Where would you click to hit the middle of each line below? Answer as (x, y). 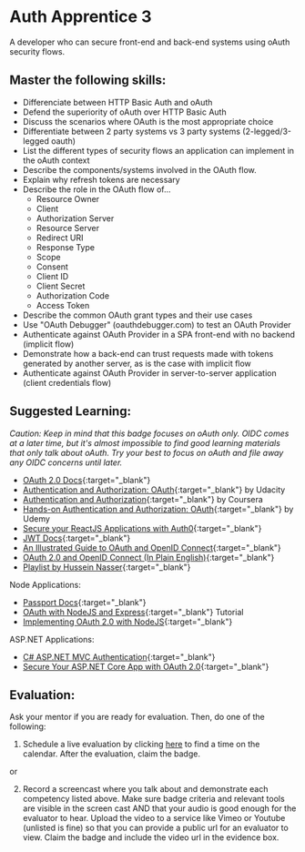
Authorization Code (73, 295)
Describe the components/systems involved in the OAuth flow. (139, 169)
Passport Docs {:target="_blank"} (85, 602)
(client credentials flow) (67, 382)
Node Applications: (46, 584)
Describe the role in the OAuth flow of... (97, 189)
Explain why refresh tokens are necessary (101, 179)
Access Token (63, 305)
